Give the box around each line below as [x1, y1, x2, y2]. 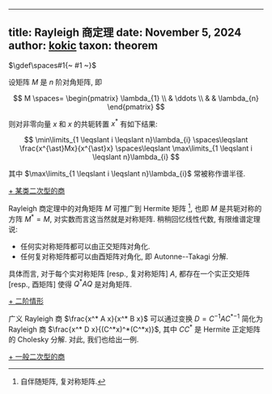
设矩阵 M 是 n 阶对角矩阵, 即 [8, 77, 103, 87]
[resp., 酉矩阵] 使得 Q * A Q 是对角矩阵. [8, 277, 132, 289]
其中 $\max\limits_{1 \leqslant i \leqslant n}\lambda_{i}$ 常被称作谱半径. [8, 169, 246, 179]
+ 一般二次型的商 [8, 351, 66, 361]
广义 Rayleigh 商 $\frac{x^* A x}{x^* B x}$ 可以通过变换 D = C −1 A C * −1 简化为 [8, 312, 263, 324]
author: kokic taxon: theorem [8, 39, 158, 53]
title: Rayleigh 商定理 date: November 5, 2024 [8, 26, 242, 40]
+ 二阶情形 [8, 296, 45, 306]
